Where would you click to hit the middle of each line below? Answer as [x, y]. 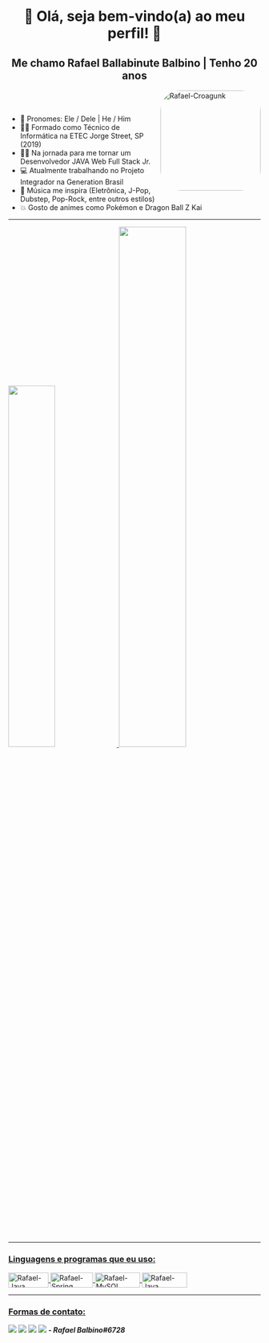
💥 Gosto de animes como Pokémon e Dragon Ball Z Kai [111, 207]
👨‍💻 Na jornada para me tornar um [75, 153]
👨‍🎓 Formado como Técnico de [70, 127]
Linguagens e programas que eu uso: [82, 1260]
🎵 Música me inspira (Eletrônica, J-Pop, [85, 190]
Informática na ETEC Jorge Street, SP [82, 136]
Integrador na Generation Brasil [72, 182]
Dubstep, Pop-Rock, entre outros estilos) [87, 199]
